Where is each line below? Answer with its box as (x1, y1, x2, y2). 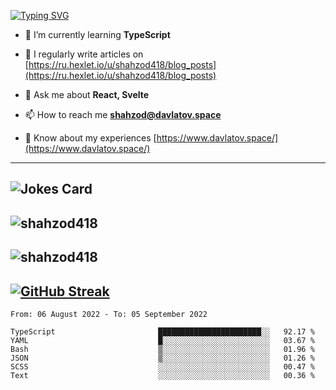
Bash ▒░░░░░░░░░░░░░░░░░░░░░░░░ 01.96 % (10, 344, 315, 354)
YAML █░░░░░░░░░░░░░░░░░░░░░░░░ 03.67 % (10, 335, 315, 345)
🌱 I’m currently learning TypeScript (24, 29, 171, 40)
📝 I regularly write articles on (24, 48, 144, 60)
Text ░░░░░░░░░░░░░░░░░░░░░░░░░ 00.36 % (10, 370, 315, 380)
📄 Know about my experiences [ (24, 132, 157, 144)
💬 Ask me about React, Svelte (24, 89, 150, 100)
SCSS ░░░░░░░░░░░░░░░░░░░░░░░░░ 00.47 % (10, 361, 315, 372)
